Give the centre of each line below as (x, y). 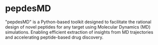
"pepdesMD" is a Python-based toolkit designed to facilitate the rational (78, 22)
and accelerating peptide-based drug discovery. (54, 37)
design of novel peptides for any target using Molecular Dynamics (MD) (78, 27)
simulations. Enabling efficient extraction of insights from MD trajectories (79, 32)
